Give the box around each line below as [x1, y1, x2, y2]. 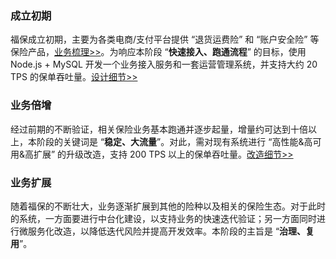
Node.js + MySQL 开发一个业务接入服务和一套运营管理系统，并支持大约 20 [10, 58, 318, 71]
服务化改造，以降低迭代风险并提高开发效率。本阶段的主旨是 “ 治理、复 [27, 225, 315, 237]
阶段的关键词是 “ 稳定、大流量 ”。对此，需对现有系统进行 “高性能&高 [36, 135, 313, 147]
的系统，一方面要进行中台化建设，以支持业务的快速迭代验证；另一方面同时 [10, 212, 317, 224]
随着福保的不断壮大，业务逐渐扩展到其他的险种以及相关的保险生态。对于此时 [10, 200, 326, 212]
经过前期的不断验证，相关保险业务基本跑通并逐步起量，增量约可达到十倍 [10, 123, 308, 135]
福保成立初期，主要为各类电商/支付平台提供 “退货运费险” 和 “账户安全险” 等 [10, 33, 320, 46]
